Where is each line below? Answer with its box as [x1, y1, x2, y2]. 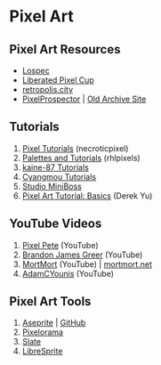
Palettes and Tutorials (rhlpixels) [21, 152, 141, 163]
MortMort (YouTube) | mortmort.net [21, 258, 153, 269]
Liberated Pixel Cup [21, 75, 95, 85]
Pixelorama [21, 327, 64, 337]
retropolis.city [21, 85, 74, 94]
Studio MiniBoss [21, 181, 82, 191]
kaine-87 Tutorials [21, 162, 89, 173]
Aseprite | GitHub [21, 318, 86, 328]
